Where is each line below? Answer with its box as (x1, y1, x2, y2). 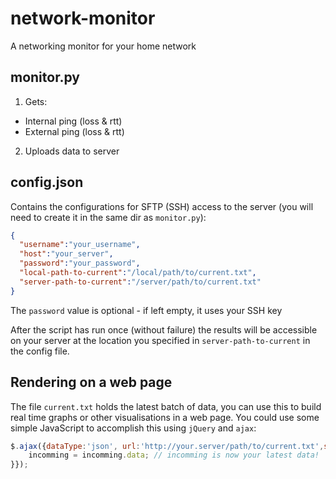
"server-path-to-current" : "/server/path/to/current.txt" (19, 277, 262, 287)
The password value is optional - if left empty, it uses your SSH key (10, 304, 283, 316)
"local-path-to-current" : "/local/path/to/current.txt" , (19, 268, 257, 278)
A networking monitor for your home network (10, 40, 197, 52)
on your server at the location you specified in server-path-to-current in (10, 334, 311, 346)
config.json (10, 174, 84, 191)
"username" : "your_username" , (19, 240, 141, 250)
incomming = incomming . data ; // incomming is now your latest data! (28, 450, 320, 461)
